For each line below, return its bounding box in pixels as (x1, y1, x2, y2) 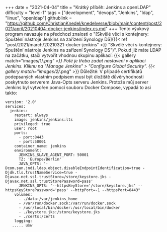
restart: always (14, 113, 49, 118)
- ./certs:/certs (18, 214, 55, 219)
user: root (14, 126, 37, 131)
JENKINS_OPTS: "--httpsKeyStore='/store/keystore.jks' (18, 183, 136, 188)
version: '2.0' (5, 100, 37, 105)
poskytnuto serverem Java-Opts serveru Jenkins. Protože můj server (5, 79, 148, 85)
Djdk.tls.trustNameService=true (5, 170, 73, 175)
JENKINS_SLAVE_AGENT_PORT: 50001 (18, 152, 89, 158)
